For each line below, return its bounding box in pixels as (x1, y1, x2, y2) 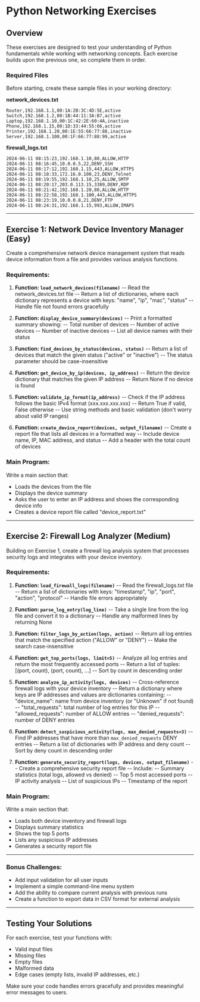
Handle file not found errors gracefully (14, 303, 109, 310)
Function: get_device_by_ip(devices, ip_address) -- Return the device (14, 369, 190, 376)
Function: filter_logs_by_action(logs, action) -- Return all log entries (14, 630, 192, 637)
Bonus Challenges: (6, 863, 62, 872)
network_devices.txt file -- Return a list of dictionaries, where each (14, 291, 179, 298)
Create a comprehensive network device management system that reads (6, 249, 185, 257)
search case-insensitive (14, 642, 74, 650)
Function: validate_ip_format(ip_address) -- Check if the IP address (14, 394, 186, 401)
